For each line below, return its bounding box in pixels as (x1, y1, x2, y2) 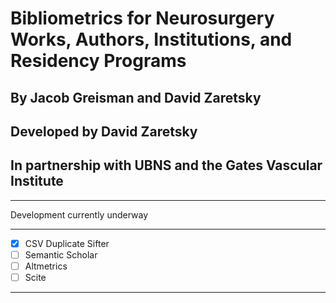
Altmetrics (24, 260, 68, 272)
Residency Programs (10, 50, 187, 72)
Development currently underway (10, 208, 149, 221)
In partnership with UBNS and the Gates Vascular (10, 157, 323, 174)
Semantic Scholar (24, 248, 98, 261)
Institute (10, 173, 64, 190)
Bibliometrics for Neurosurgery (10, 7, 275, 30)
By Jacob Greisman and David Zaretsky (10, 89, 262, 106)
